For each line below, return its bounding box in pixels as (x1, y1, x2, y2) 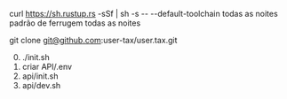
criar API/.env (21, 62, 73, 72)
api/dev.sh (21, 80, 61, 90)
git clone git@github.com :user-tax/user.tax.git (9, 35, 178, 45)
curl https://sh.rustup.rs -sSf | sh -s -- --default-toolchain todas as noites (9, 9, 278, 19)
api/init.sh (21, 71, 59, 81)
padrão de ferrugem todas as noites (9, 18, 141, 28)
